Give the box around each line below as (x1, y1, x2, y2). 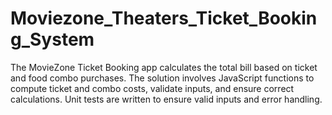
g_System (10, 28, 95, 51)
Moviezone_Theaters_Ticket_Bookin (10, 7, 318, 30)
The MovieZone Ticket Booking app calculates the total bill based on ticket (10, 61, 318, 73)
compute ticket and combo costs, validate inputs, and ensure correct (10, 82, 295, 94)
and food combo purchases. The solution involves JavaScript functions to (10, 72, 315, 84)
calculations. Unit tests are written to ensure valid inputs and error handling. (10, 93, 323, 105)
